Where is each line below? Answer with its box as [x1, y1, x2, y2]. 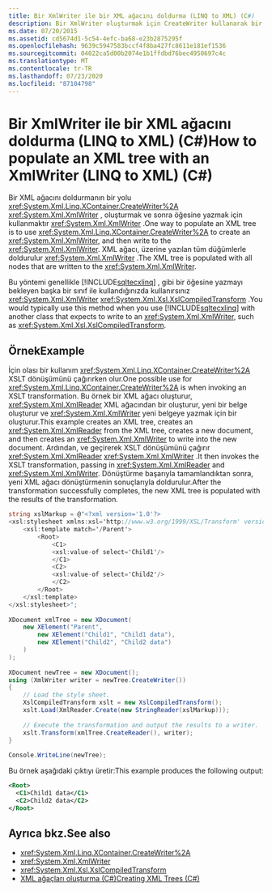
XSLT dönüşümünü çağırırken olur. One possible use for [8, 374, 193, 384]
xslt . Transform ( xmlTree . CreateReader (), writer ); [23, 728, 194, 737]
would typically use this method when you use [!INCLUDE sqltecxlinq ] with [8, 303, 256, 313]
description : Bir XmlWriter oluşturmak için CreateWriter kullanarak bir [8, 19, 263, 28]
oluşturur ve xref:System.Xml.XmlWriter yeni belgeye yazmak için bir [8, 408, 237, 418]
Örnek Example [8, 343, 85, 357]
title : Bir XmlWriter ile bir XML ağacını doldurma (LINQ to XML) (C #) [8, 11, 255, 20]
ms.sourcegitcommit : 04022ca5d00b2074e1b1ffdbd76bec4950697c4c [8, 49, 227, 58]
